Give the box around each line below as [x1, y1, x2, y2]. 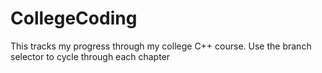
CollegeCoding [10, 7, 138, 30]
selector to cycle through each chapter [10, 50, 171, 62]
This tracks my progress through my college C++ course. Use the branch [10, 40, 312, 52]
